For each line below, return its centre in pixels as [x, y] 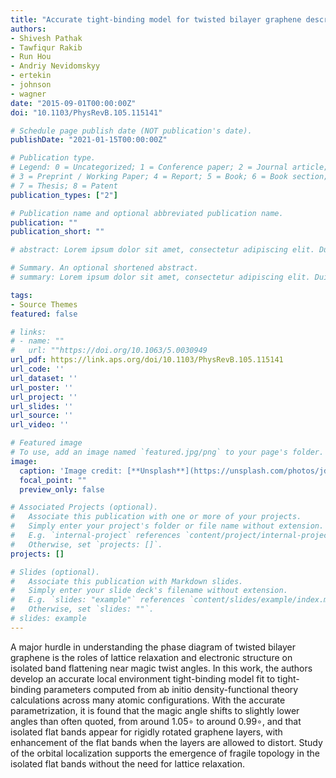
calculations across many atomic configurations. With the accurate [148, 700]
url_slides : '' [42, 406]
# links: [28, 332]
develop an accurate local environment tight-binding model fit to [143, 678]
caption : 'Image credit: [71, 471]
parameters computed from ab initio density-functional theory [171, 689]
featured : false [44, 314]
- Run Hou [31, 57]
